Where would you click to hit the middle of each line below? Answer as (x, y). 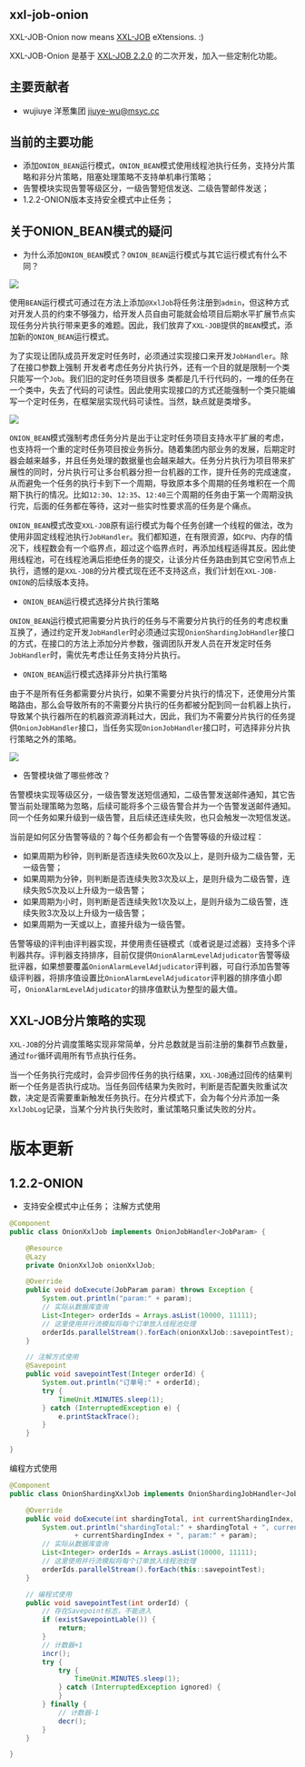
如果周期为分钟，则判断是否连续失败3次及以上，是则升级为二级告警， (152, 879)
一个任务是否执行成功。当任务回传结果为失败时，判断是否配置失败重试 (148, 1087)
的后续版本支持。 (61, 582)
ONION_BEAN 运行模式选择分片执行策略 (91, 602)
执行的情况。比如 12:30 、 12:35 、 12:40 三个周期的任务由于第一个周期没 (155, 495)
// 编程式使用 (49, 1594)
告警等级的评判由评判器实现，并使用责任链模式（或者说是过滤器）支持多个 (148, 944)
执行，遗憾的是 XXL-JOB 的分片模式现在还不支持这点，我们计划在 (127, 571)
